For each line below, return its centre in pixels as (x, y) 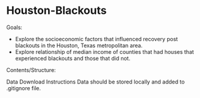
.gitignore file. (24, 88)
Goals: (14, 27)
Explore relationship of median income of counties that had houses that (105, 51)
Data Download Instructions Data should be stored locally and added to (96, 82)
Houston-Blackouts (57, 11)
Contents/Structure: (31, 70)
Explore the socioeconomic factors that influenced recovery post (96, 39)
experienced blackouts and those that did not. (73, 58)
